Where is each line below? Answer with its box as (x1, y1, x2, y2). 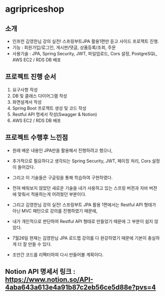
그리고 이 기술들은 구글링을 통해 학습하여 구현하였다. (12, 174, 113, 181)
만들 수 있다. (28, 241, 52, 247)
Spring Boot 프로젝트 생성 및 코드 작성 (12, 105, 86, 111)
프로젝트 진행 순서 (5, 73, 56, 81)
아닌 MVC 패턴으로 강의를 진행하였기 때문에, (12, 208, 98, 214)
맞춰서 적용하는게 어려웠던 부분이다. (17, 191, 86, 197)
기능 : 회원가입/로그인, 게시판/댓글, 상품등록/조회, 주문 (12, 44, 116, 50)
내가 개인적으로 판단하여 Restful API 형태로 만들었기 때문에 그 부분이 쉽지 (12, 218, 153, 224)
